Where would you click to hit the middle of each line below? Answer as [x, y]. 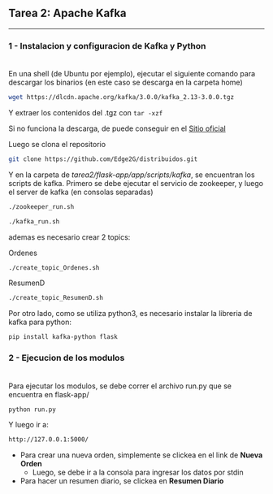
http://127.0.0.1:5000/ [49, 440]
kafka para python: [40, 322]
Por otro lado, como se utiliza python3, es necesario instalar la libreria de [130, 314]
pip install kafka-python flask [63, 337]
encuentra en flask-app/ [49, 394]
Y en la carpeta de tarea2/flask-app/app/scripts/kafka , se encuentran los [132, 175]
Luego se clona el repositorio [57, 144]
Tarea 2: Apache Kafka [68, 13]
